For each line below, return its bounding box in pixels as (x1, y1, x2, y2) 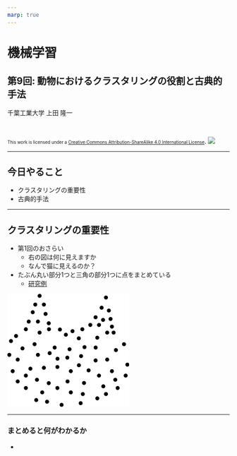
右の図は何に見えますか (28, 253, 97, 261)
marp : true (7, 11, 39, 18)
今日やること (7, 166, 63, 178)
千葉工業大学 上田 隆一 (7, 108, 73, 116)
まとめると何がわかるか (7, 426, 87, 436)
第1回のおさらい (17, 244, 64, 253)
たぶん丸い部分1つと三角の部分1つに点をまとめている (17, 270, 171, 279)
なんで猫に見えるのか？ (28, 262, 97, 270)
